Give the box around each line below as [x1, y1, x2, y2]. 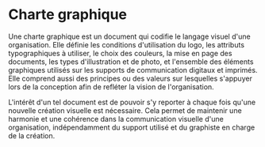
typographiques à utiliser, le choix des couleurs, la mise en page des [8, 48, 232, 58]
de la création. [8, 130, 56, 140]
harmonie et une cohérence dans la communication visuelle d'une [8, 114, 224, 123]
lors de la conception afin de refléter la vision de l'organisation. [8, 81, 214, 92]
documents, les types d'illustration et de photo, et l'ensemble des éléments [8, 57, 254, 66]
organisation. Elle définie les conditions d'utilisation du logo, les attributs [8, 40, 244, 49]
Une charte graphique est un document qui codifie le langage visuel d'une [8, 32, 252, 41]
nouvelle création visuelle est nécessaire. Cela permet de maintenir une [8, 105, 242, 115]
